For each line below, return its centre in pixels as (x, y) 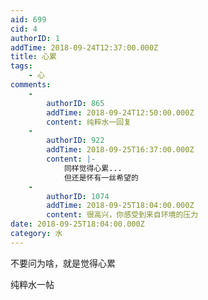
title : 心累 (33, 57)
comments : (31, 85)
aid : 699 (28, 19)
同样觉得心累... (93, 168)
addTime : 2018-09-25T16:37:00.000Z (120, 150)
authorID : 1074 (78, 196)
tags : (21, 66)
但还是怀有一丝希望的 (101, 177)
